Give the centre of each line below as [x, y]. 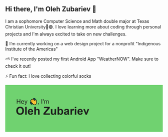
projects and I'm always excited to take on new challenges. [66, 34]
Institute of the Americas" [32, 49]
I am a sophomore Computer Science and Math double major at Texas [77, 21]
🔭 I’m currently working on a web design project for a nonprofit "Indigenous [83, 43]
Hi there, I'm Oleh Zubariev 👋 [51, 9]
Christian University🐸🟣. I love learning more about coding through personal [83, 27]
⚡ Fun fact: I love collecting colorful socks [48, 76]
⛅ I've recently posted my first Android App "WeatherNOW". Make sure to [82, 59]
